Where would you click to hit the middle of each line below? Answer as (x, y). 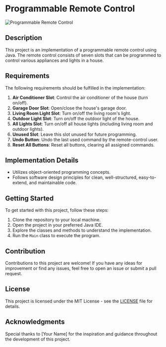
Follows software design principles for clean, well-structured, (75, 177)
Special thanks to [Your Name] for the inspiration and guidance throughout (81, 334)
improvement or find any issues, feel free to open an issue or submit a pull (81, 268)
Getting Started (29, 198)
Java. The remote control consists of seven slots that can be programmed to (83, 55)
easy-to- (147, 177)
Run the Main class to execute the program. (56, 236)
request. (14, 273)
